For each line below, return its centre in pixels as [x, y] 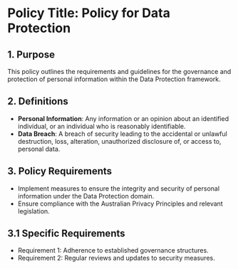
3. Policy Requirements [60, 171]
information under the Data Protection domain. [86, 196]
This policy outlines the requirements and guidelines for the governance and [119, 72]
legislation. [33, 211]
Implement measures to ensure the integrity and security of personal [118, 188]
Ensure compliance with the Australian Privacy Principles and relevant [120, 204]
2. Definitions [38, 101]
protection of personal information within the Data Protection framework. [114, 79]
